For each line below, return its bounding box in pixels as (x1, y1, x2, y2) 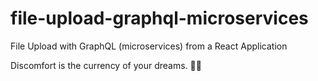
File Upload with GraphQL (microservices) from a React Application (10, 40, 288, 52)
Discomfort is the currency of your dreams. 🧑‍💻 (10, 59, 202, 71)
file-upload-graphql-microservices (10, 7, 309, 30)
